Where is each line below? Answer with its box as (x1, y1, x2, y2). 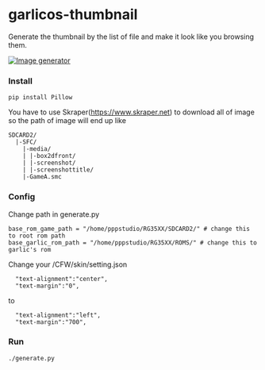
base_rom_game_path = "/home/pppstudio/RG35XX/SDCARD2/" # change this (8, 225, 250, 233)
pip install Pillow (8, 94, 73, 102)
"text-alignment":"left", (15, 311, 102, 319)
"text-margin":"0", (15, 282, 80, 290)
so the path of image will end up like (8, 116, 127, 125)
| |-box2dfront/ (22, 152, 77, 160)
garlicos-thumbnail (8, 6, 138, 24)
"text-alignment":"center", (15, 275, 109, 283)
